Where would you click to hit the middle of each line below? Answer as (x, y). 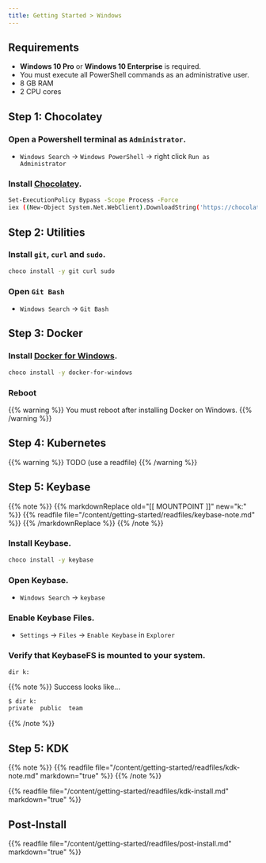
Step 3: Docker (46, 333)
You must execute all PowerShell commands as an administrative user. (134, 75)
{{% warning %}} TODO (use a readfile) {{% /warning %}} (103, 462)
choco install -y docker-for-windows (70, 373)
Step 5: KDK (39, 748)
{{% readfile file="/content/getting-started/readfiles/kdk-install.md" (119, 791)
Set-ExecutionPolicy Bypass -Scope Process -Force (93, 200)
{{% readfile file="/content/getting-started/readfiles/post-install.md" (120, 843)
